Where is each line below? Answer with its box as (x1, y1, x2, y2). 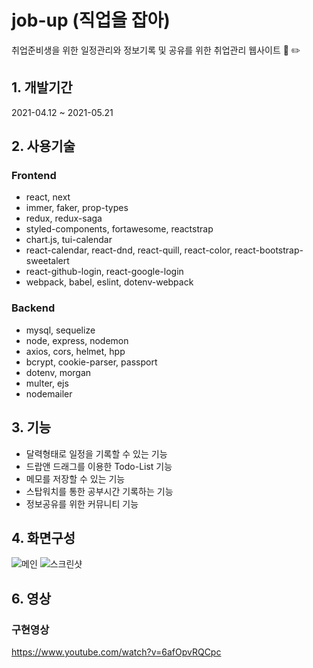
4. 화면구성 (11, 529, 76, 546)
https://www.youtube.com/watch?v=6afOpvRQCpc (11, 646, 222, 658)
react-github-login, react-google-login (25, 266, 184, 278)
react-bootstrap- (234, 244, 304, 256)
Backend (11, 301, 56, 315)
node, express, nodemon (25, 334, 129, 346)
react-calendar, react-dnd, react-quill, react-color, (25, 244, 233, 256)
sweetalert (25, 255, 70, 267)
